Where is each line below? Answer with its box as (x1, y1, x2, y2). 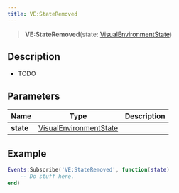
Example (7, 147, 47, 160)
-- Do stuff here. (20, 172, 75, 180)
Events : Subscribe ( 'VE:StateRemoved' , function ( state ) (7, 167, 170, 174)
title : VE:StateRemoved (7, 10, 78, 18)
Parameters (7, 90, 60, 102)
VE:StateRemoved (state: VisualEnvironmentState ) (24, 30, 173, 38)
